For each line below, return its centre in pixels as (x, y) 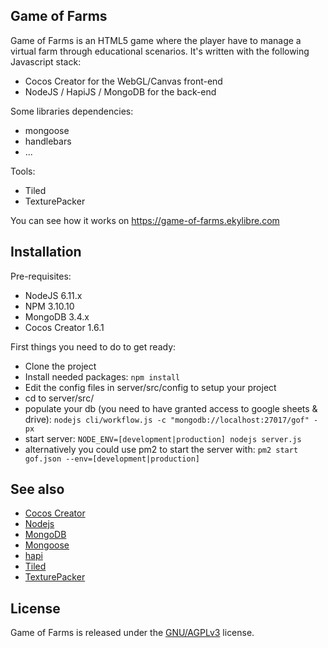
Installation (46, 252)
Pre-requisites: (41, 276)
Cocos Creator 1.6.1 (64, 327)
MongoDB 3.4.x (57, 316)
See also (37, 489)
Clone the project (60, 366)
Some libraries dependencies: (72, 111)
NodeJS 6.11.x (53, 295)
